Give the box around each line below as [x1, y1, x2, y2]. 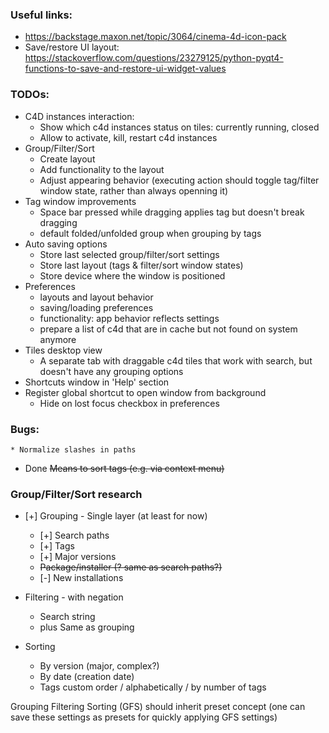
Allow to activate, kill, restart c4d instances [39, 131, 218, 143]
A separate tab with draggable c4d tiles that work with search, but [39, 354, 313, 367]
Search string [39, 611, 96, 623]
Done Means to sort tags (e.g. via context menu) [24, 462, 225, 474]
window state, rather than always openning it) [39, 184, 229, 197]
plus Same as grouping [39, 621, 135, 633]
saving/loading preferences [39, 301, 154, 313]
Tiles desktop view [24, 344, 103, 356]
